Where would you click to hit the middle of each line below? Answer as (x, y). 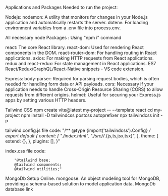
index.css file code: (25, 151)
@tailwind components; (38, 165)
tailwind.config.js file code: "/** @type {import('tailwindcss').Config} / (78, 130)
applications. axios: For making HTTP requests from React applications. (79, 58)
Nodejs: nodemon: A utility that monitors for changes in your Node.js (76, 17)
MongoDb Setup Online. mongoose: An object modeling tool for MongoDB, (83, 178)
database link (19, 189)
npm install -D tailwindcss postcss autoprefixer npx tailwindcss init (90, 115)
